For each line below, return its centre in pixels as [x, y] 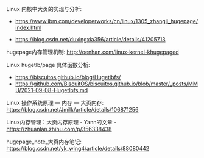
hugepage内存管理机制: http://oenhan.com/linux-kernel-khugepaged [93, 52]
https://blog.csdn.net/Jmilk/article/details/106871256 [72, 110]
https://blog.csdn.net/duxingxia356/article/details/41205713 [90, 39]
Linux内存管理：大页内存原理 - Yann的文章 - [62, 122]
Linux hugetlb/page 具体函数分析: [48, 65]
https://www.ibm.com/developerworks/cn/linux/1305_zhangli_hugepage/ [107, 21]
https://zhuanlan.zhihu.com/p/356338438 [59, 129]
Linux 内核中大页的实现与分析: [44, 9]
